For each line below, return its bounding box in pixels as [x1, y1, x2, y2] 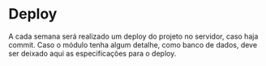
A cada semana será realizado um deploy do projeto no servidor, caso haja [8, 31, 259, 41]
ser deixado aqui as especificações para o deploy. [8, 48, 177, 58]
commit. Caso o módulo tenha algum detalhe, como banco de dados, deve [8, 39, 258, 49]
